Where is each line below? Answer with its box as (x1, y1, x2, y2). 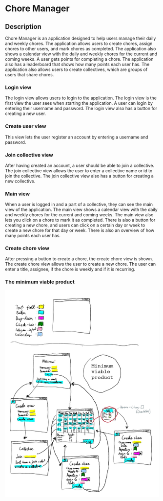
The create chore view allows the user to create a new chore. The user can (5, 261, 156, 267)
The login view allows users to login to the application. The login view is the (5, 95, 157, 101)
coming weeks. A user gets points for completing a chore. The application (5, 56, 154, 62)
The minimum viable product (5, 278, 75, 285)
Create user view (5, 123, 46, 130)
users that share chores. (5, 72, 54, 77)
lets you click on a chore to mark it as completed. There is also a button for (5, 217, 156, 223)
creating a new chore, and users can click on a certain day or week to (5, 222, 145, 228)
